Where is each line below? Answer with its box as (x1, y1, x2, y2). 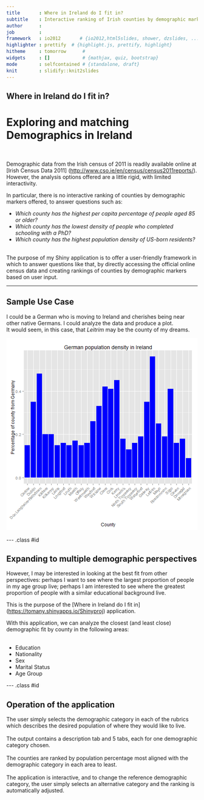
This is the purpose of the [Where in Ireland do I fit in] (6, 601, 141, 609)
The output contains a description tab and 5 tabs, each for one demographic (6, 735, 198, 743)
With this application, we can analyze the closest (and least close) (6, 619, 172, 627)
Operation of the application (6, 699, 115, 710)
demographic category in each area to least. (6, 761, 117, 768)
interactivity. (6, 180, 38, 187)
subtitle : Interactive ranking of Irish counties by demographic (6, 16, 186, 23)
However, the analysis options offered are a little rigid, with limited (6, 173, 171, 180)
